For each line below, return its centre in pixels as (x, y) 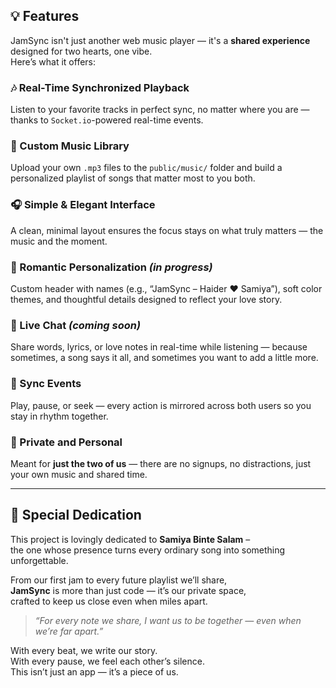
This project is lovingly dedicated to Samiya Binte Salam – (130, 539)
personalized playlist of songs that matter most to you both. (133, 178)
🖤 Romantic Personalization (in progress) (111, 267)
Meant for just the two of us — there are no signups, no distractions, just (161, 463)
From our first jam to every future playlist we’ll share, (119, 580)
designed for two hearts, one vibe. (81, 51)
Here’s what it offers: (53, 61)
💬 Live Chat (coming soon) (76, 325)
